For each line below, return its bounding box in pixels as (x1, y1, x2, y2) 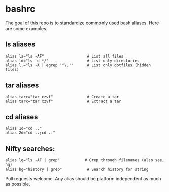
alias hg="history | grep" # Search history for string (5, 167, 149, 172)
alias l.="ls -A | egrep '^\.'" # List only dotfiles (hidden (5, 62, 151, 68)
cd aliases (5, 113, 38, 121)
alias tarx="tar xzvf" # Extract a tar (5, 99, 122, 104)
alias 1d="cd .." (5, 126, 42, 131)
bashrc (5, 3, 36, 15)
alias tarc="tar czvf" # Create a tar (5, 94, 119, 99)
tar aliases (5, 81, 39, 90)
